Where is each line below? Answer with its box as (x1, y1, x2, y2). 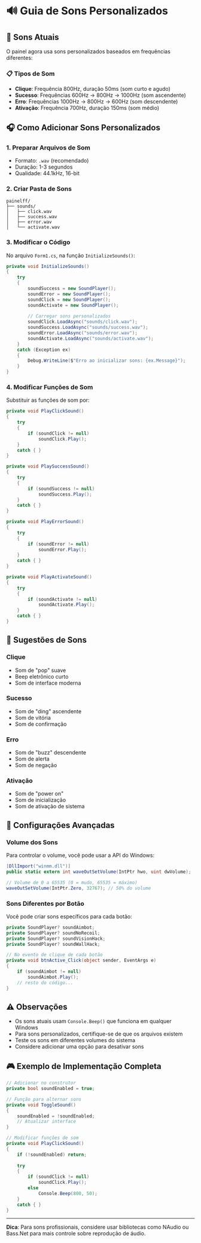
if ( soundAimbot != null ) (17, 969, 82, 975)
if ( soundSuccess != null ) (28, 485, 95, 491)
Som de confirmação (14, 720, 67, 728)
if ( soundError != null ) (28, 541, 90, 547)
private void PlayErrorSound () (6, 519, 84, 525)
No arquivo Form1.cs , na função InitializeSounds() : (6, 252, 136, 259)
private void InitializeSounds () (6, 263, 90, 269)
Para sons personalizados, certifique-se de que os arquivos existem (14, 1030, 183, 1037)
